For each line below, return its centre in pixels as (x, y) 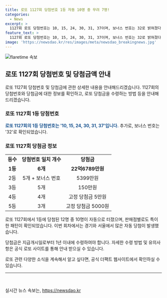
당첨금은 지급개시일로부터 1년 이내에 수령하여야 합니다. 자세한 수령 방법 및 (76, 243)
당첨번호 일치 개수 (41, 159)
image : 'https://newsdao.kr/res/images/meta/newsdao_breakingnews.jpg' (81, 42)
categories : (17, 14)
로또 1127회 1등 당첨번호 (32, 114)
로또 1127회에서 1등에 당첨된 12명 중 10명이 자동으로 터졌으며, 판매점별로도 (77, 219)
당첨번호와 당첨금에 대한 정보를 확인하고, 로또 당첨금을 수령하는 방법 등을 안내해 (82, 93)
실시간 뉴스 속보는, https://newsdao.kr (43, 291)
